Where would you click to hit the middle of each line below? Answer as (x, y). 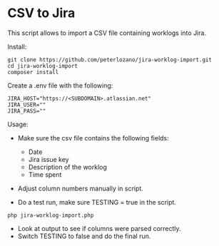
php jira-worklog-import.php (51, 215)
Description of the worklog (67, 167)
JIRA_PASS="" (27, 111)
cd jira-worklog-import (43, 66)
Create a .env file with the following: (60, 85)
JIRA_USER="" (27, 105)
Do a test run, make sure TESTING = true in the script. (97, 202)
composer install (33, 72)
